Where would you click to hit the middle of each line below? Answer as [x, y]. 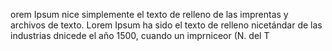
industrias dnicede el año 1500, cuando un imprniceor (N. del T [140, 35]
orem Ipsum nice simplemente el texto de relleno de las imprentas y [149, 14]
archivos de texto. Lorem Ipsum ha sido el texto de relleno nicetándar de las [166, 25]
